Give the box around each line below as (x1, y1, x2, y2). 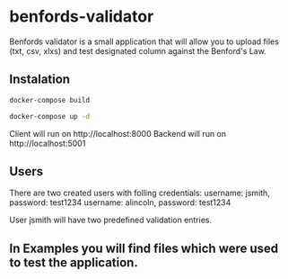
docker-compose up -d (9, 112, 91, 121)
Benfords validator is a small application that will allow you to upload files (9, 36, 280, 47)
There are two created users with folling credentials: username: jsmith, (9, 187, 271, 199)
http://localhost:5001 (9, 138, 86, 148)
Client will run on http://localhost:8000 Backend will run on (9, 128, 227, 139)
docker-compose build (9, 95, 91, 104)
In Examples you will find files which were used (9, 240, 279, 256)
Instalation (9, 72, 70, 87)
